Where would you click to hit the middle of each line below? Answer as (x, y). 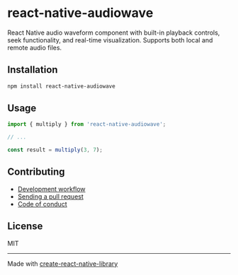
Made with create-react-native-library (63, 264)
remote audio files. (35, 47)
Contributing (36, 172)
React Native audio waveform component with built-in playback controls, (114, 33)
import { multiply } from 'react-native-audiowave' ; (87, 124)
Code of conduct (42, 204)
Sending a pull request (50, 197)
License (25, 227)
